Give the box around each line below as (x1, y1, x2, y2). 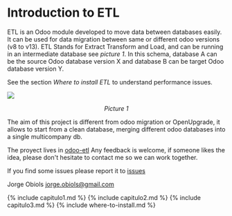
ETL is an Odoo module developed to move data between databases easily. (7, 28, 222, 36)
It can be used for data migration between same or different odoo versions (7, 35, 220, 43)
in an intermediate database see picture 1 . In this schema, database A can (7, 50, 217, 58)
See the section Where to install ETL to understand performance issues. (7, 78, 213, 86)
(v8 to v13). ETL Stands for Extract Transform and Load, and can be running (7, 42, 224, 51)
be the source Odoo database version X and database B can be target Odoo (7, 57, 224, 65)
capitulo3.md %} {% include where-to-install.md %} (7, 201, 156, 209)
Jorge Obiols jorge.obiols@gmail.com (7, 180, 114, 188)
